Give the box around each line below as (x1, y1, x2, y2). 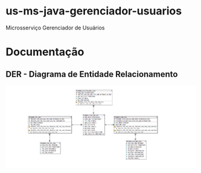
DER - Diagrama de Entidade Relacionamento (5, 69, 178, 79)
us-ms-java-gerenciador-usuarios (5, 4, 182, 18)
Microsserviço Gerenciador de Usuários (5, 24, 105, 31)
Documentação (5, 45, 85, 59)
